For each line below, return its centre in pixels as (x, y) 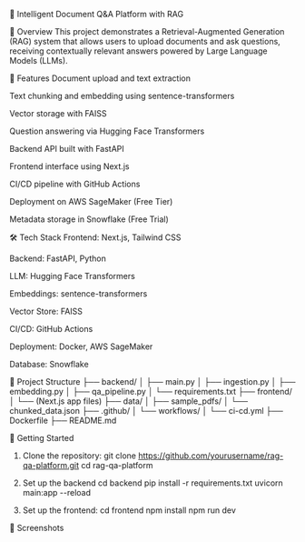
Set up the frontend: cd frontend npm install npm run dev (129, 510)
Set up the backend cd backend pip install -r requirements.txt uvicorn (152, 483)
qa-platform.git (51, 465)
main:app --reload (56, 492)
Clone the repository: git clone (79, 456)
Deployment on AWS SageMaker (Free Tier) (91, 201)
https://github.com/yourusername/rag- (211, 456)
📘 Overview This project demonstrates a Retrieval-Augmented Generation (147, 31)
